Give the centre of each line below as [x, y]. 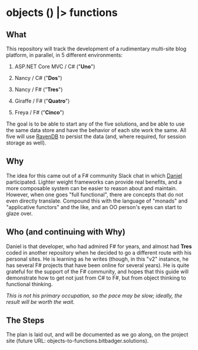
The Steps [25, 321]
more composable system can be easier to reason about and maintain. [92, 188]
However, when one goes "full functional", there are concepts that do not [95, 194]
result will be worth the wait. [40, 301]
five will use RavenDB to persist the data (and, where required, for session [96, 137]
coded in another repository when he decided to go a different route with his [99, 252]
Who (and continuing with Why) [66, 232]
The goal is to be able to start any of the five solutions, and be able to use [95, 124]
